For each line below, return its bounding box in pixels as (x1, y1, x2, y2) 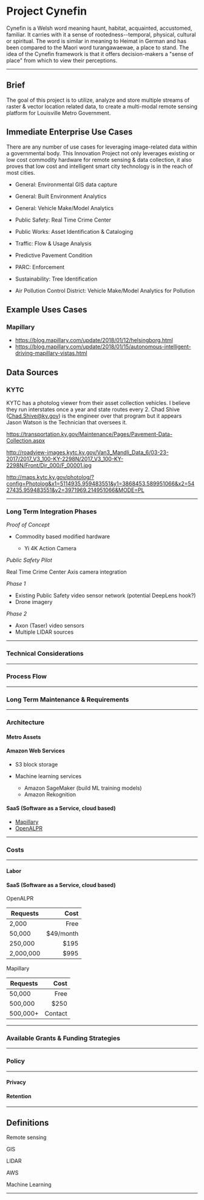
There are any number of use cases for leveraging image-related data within (6, 143, 197, 150)
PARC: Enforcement (15, 263, 65, 270)
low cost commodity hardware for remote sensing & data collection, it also (6, 156, 192, 163)
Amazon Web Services (6, 747, 66, 754)
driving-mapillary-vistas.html (15, 349, 87, 357)
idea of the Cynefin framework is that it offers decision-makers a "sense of (6, 50, 194, 57)
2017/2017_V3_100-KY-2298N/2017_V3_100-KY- (6, 455, 124, 462)
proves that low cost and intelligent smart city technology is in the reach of (6, 163, 193, 170)
